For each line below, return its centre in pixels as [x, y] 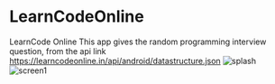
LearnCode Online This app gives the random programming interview [138, 42]
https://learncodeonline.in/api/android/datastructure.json [115, 61]
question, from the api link [58, 51]
